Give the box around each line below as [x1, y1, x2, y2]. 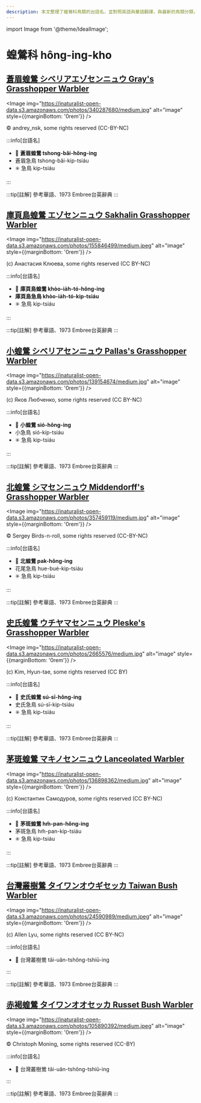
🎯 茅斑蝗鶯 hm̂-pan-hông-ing [14, 820, 89, 827]
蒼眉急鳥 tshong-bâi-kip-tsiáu [14, 157, 89, 164]
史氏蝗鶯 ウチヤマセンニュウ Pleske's [6, 618, 146, 628]
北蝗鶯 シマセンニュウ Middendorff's [6, 482, 144, 492]
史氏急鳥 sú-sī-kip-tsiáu [14, 701, 74, 708]
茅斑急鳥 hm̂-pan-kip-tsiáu [14, 828, 82, 835]
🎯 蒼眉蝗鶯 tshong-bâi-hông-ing [14, 149, 97, 156]
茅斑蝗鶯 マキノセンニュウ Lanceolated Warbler [6, 754, 185, 764]
